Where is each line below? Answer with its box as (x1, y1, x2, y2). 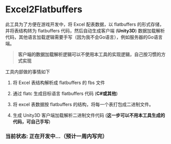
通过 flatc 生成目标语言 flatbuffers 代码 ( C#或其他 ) (12, 90, 118, 96)
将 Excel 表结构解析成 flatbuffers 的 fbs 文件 (12, 79, 105, 86)
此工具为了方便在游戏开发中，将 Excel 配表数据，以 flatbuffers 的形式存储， (5, 21, 164, 27)
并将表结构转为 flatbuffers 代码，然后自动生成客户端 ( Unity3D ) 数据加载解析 (5, 27, 165, 34)
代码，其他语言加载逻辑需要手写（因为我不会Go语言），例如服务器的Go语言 (5, 34, 163, 40)
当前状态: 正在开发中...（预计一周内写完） (5, 132, 108, 139)
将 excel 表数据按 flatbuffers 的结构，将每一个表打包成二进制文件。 (12, 101, 154, 107)
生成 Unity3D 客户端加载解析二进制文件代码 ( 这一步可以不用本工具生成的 (12, 112, 165, 118)
